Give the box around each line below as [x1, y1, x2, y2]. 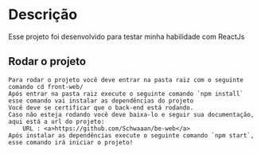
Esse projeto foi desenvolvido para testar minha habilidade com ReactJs [8, 32, 245, 41]
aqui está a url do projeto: [8, 117, 105, 125]
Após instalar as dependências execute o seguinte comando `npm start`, [8, 131, 255, 140]
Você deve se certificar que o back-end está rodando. [8, 103, 194, 112]
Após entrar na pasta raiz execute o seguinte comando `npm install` [8, 90, 244, 98]
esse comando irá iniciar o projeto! [8, 138, 134, 146]
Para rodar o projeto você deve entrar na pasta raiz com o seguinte [8, 75, 244, 84]
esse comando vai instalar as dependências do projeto [8, 97, 194, 105]
